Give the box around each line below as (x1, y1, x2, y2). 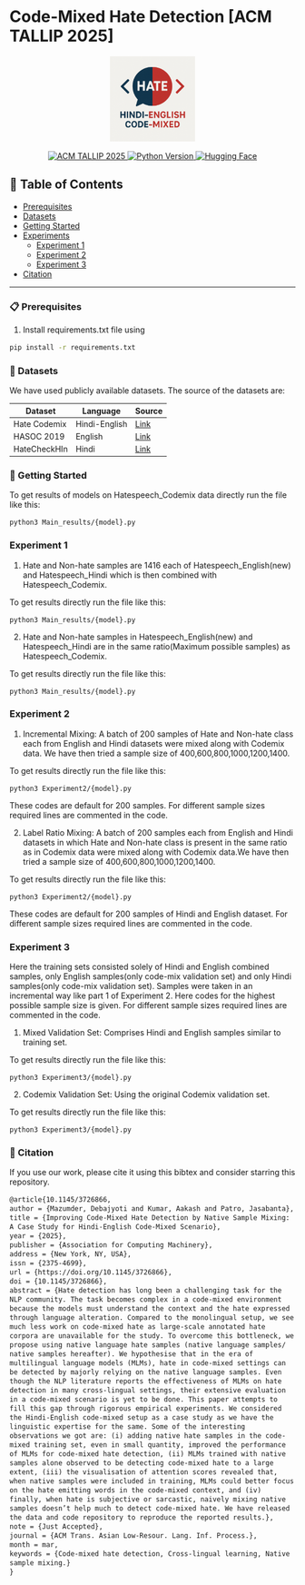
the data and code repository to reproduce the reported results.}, (9, 1513, 274, 1522)
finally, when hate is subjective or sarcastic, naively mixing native (9, 1495, 286, 1504)
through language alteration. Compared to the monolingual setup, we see (9, 1313, 295, 1322)
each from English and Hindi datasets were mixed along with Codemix (22, 738, 285, 748)
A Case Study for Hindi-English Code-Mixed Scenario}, (9, 1223, 221, 1232)
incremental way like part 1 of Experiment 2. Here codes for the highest (9, 990, 275, 1001)
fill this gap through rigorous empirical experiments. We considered (9, 1404, 282, 1413)
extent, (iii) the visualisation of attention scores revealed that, (9, 1468, 279, 1477)
